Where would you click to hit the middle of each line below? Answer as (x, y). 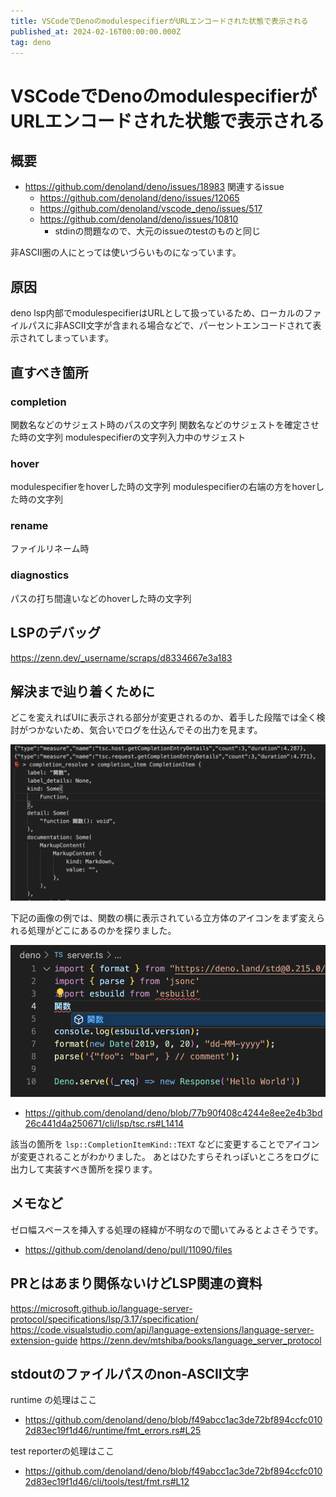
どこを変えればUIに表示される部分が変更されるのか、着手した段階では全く (163, 717)
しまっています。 (79, 338)
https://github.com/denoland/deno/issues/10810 (139, 219)
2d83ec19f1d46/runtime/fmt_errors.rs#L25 (113, 1431)
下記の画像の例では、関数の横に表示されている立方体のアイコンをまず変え (163, 918)
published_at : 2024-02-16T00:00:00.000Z (96, 31)
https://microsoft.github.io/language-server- (101, 1308)
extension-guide (44, 1340)
